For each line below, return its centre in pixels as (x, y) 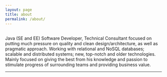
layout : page (19, 10)
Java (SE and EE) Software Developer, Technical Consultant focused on (79, 38)
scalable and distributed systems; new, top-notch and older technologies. (81, 54)
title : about (19, 14)
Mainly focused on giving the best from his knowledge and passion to (77, 60)
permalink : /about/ (25, 19)
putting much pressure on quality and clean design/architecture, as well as (82, 44)
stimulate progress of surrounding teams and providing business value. (78, 65)
